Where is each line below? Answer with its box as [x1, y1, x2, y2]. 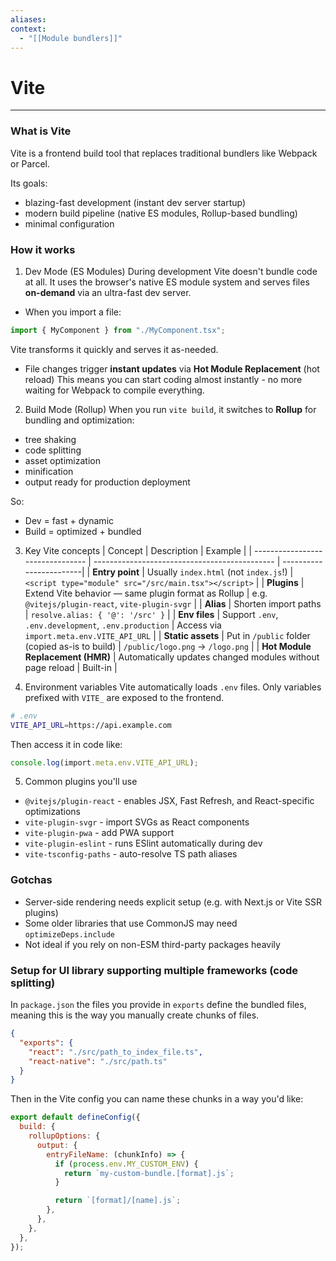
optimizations [24, 806, 82, 818]
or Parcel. [10, 157, 51, 170]
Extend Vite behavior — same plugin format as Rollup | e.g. [24, 587, 268, 599]
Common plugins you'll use [24, 776, 138, 788]
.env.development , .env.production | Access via [24, 619, 222, 631]
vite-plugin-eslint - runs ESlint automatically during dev [24, 837, 263, 850]
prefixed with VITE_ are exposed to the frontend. [24, 691, 225, 703]
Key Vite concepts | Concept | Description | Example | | [24, 544, 253, 556]
